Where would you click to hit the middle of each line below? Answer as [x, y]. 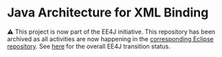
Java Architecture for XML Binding [108, 13]
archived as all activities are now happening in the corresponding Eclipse [111, 38]
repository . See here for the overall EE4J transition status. [89, 46]
